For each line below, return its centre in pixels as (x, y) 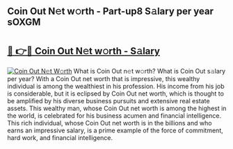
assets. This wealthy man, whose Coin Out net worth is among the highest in (117, 108)
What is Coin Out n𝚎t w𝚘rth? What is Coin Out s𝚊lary (150, 71)
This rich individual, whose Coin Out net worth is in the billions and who (110, 123)
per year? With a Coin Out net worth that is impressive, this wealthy (104, 79)
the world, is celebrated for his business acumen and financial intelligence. (114, 116)
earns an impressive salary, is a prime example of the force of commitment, (115, 130)
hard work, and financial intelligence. (60, 138)
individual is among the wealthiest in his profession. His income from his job (116, 86)
